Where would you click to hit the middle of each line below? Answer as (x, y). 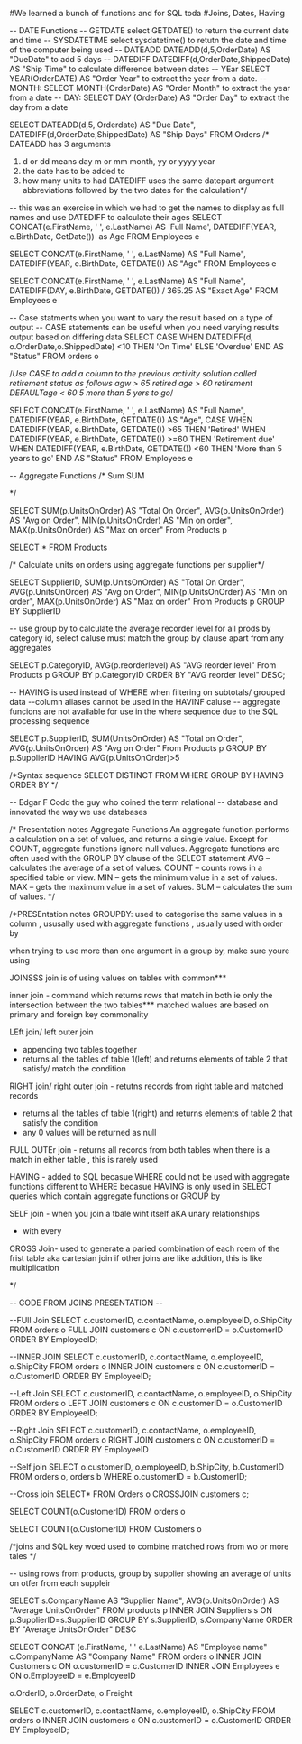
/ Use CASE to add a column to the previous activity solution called (133, 373)
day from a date (39, 107)
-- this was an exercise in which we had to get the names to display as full (147, 208)
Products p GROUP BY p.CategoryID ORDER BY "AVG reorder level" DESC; (147, 675)
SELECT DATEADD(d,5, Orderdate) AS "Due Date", (103, 125)
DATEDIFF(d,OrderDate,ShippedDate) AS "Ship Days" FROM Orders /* (139, 134)
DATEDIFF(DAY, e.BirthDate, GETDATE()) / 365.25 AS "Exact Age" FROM (144, 291)
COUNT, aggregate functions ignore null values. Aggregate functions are (145, 849)
